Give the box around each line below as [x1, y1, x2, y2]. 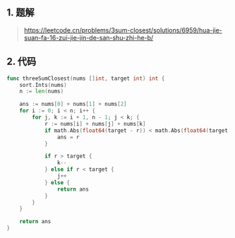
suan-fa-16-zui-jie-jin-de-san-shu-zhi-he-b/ [23, 33, 154, 42]
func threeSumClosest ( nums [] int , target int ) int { [6, 75, 165, 82]
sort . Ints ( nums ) [19, 81, 68, 88]
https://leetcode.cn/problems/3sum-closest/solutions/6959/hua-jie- [23, 25, 223, 34]
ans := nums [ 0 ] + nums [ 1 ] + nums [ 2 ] [19, 101, 128, 108]
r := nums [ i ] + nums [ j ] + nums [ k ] [44, 120, 146, 127]
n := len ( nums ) [19, 88, 64, 95]
